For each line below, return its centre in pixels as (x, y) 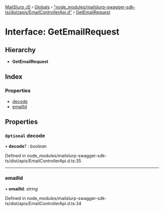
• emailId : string (21, 189)
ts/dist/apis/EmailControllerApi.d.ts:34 (43, 203)
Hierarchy (20, 50)
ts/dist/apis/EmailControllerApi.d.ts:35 (43, 161)
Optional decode (25, 136)
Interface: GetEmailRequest (62, 32)
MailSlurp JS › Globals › (29, 7)
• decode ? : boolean (26, 146)
